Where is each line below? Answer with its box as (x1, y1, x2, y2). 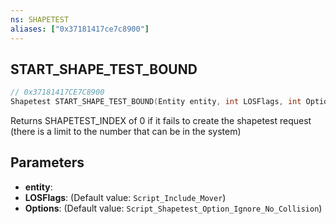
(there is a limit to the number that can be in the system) (10, 126, 242, 138)
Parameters (10, 154, 85, 171)
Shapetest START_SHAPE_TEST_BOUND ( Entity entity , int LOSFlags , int (10, 97, 302, 107)
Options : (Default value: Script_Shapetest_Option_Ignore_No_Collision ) (24, 202, 323, 214)
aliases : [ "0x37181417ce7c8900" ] (10, 24, 150, 34)
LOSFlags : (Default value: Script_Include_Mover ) (24, 191, 227, 203)
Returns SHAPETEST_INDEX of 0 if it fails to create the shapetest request (10, 115, 312, 127)
